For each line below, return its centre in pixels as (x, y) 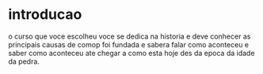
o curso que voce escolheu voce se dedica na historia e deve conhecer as (130, 36)
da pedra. (24, 61)
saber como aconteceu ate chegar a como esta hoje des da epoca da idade (131, 53)
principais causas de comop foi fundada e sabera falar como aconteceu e (129, 44)
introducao (45, 15)
